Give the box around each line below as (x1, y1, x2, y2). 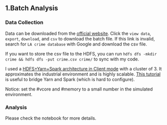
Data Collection (5, 19, 43, 26)
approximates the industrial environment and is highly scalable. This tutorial (5, 71, 161, 77)
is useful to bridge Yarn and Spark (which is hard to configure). (5, 76, 135, 82)
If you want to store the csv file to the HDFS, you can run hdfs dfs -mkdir (5, 50, 157, 56)
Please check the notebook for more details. (5, 115, 96, 121)
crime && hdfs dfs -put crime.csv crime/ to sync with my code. (5, 56, 139, 62)
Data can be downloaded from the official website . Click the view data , (5, 30, 151, 36)
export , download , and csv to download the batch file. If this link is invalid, (5, 35, 155, 41)
